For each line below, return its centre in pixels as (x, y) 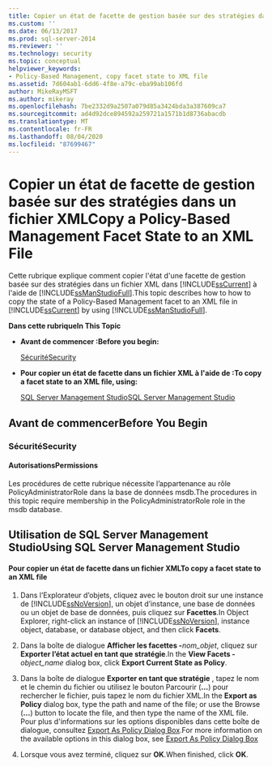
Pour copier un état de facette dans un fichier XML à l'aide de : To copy (141, 373)
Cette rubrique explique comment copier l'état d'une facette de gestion (127, 276)
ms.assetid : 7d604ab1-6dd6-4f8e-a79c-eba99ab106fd (96, 84)
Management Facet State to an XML (131, 236)
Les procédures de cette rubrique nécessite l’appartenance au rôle (119, 483)
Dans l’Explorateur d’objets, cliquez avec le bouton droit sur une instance (142, 595)
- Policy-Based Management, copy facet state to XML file (108, 76)
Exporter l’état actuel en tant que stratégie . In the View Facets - (128, 653)
